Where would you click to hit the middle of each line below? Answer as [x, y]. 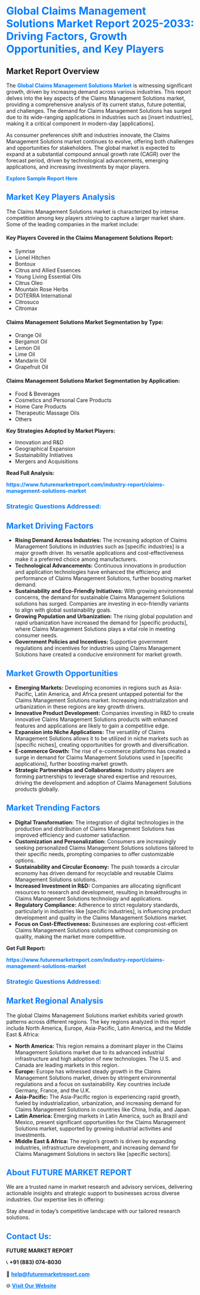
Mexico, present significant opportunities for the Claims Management [100, 1122]
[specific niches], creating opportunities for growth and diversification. [102, 744]
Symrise [25, 251]
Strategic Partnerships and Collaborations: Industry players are [94, 770]
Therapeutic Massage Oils [47, 413]
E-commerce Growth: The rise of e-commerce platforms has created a [103, 751]
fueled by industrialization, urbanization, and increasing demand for [98, 1103]
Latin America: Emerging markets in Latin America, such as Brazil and [101, 1116]
